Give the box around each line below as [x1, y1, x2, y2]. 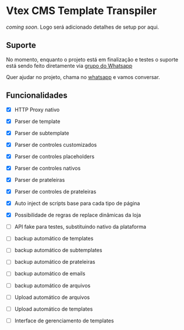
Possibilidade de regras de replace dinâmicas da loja [14, 212, 141, 219]
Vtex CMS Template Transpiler [6, 4, 157, 18]
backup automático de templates [14, 235, 94, 242]
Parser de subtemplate [14, 129, 69, 136]
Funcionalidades [6, 91, 68, 101]
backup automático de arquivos [14, 282, 91, 289]
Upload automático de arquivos [14, 294, 90, 301]
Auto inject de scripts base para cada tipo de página [14, 200, 140, 207]
